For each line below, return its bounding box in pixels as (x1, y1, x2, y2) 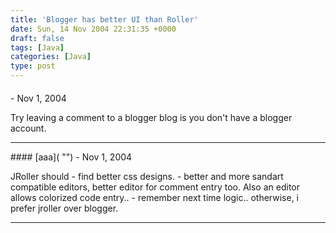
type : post (10, 61, 56, 71)
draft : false (10, 33, 65, 43)
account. (10, 122, 47, 134)
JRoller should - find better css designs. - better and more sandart (10, 170, 284, 182)
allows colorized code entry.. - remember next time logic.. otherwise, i (10, 191, 299, 203)
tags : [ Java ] (10, 42, 65, 53)
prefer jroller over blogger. (10, 202, 119, 214)
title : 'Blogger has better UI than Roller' (10, 14, 199, 25)
